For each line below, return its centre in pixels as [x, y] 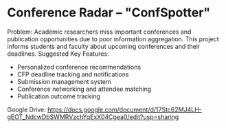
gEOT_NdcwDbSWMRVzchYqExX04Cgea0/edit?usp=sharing [93, 117]
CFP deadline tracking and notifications [73, 74]
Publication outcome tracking [59, 96]
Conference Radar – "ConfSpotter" [109, 13]
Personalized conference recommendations [79, 67]
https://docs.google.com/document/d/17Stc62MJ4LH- [124, 109]
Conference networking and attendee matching [84, 89]
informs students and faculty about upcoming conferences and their [104, 46]
